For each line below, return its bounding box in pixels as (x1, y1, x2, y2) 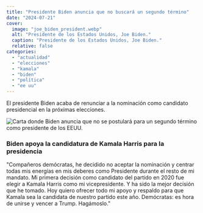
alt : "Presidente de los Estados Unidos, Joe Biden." (12, 32, 151, 38)
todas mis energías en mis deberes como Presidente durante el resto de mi (6, 167, 195, 175)
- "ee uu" (12, 83, 37, 89)
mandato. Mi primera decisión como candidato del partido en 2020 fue (6, 174, 185, 181)
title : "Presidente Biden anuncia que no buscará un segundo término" (6, 9, 190, 15)
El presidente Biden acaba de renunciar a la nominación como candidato (6, 99, 188, 107)
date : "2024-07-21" (6, 15, 56, 21)
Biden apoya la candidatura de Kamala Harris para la (6, 139, 165, 148)
